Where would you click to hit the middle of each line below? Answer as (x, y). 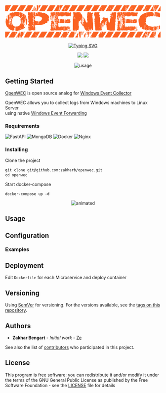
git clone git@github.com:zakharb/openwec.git (54, 170)
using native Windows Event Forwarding (46, 113)
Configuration (27, 235)
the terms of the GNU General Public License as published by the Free (77, 380)
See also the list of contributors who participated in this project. (70, 347)
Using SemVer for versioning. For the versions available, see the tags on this (83, 305)
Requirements (22, 126)
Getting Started (29, 81)
